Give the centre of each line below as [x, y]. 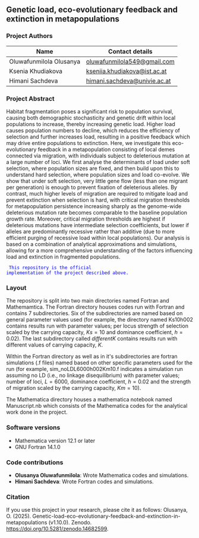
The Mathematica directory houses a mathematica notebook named [89, 399]
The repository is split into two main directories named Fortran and [88, 301]
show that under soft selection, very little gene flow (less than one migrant [97, 181]
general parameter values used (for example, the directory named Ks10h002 [100, 320]
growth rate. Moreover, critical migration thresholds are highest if [86, 219]
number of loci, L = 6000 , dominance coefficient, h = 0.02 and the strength [99, 382]
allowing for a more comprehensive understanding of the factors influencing [99, 250]
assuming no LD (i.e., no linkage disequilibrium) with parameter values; [93, 375]
